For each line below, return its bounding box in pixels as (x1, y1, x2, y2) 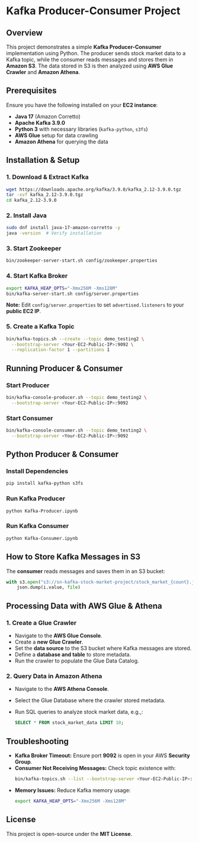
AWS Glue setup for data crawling (14, 131, 98, 139)
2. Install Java (6, 211, 47, 220)
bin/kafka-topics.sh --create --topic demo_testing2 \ (6, 336, 145, 342)
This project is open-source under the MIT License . (6, 830, 133, 837)
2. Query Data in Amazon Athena (6, 672, 102, 680)
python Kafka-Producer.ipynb (6, 508, 78, 514)
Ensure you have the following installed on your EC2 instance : (6, 101, 158, 108)
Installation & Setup (6, 155, 80, 165)
